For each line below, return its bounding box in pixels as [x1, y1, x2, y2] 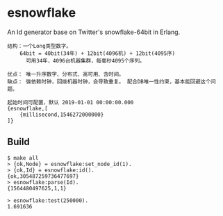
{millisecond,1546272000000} [19, 111, 104, 118]
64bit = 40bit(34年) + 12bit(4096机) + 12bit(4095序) [19, 50, 176, 57]
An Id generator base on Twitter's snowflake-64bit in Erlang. [7, 28, 181, 36]
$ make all [7, 154, 39, 161]
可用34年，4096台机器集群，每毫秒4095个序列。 [25, 57, 145, 64]
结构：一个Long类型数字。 [7, 42, 72, 49]
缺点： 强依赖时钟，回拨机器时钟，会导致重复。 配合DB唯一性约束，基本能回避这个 [7, 78, 211, 85]
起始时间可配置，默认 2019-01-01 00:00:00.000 [7, 99, 134, 106]
